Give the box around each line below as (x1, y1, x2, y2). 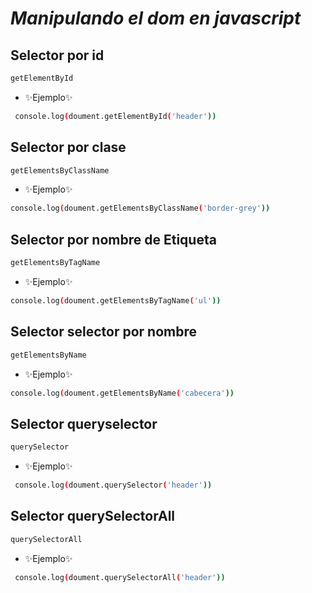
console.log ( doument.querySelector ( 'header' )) (14, 480, 213, 491)
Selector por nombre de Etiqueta (10, 231, 217, 248)
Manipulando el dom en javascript (10, 7, 302, 30)
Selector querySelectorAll (10, 508, 176, 525)
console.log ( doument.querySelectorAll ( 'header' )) (14, 572, 226, 582)
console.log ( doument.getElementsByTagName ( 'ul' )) (10, 296, 222, 306)
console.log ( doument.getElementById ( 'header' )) (14, 111, 217, 121)
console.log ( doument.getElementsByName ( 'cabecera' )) (10, 388, 235, 398)
